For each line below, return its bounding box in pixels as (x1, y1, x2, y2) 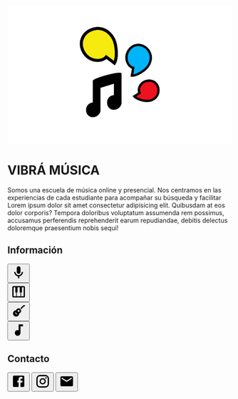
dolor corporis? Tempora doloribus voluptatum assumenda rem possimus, (7, 208, 224, 217)
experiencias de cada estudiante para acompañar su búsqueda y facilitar (7, 193, 222, 202)
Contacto (7, 353, 50, 365)
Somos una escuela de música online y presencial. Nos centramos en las (7, 185, 222, 194)
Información (7, 244, 63, 256)
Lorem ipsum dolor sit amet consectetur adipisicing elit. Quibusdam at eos (7, 201, 226, 209)
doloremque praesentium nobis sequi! (7, 223, 119, 232)
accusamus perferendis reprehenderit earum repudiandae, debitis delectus (7, 216, 228, 224)
